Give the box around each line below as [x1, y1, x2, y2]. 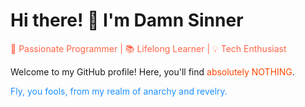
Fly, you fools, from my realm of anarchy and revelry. [10, 85, 228, 97]
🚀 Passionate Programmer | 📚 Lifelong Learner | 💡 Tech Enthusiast [10, 42, 287, 54]
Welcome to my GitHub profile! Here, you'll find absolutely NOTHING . [10, 65, 295, 78]
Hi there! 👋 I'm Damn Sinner [10, 9, 244, 32]
